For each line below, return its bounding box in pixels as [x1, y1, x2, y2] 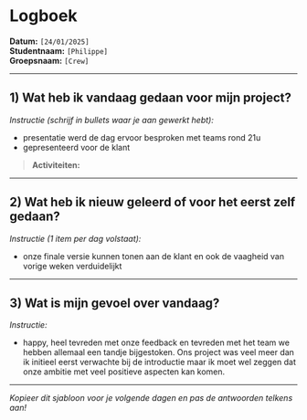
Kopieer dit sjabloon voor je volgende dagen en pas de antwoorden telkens [9, 393, 293, 404]
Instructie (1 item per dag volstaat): [9, 233, 142, 244]
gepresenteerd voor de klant [22, 142, 131, 152]
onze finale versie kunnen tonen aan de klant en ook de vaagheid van [22, 250, 285, 261]
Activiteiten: [31, 159, 80, 170]
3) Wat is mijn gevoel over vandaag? [9, 295, 220, 310]
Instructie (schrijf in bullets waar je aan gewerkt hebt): [9, 114, 215, 125]
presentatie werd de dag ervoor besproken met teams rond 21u [22, 131, 261, 142]
